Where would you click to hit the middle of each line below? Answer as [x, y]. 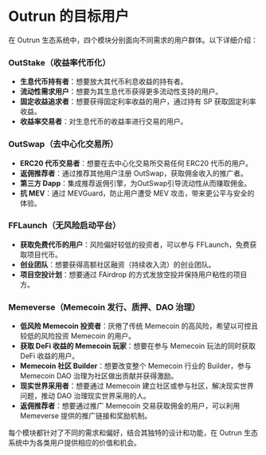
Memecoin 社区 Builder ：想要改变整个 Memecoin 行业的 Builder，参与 [136, 366]
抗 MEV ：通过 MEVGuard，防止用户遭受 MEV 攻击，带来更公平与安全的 [137, 193]
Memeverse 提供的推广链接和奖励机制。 [86, 416]
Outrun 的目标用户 [69, 16]
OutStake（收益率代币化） [59, 62]
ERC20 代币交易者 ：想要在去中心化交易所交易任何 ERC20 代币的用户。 [136, 163]
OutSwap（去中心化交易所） [63, 144]
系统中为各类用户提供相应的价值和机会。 [74, 443]
